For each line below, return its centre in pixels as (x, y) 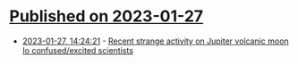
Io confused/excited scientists (78, 50)
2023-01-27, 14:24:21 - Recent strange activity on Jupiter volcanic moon (155, 41)
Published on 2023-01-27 (106, 16)
